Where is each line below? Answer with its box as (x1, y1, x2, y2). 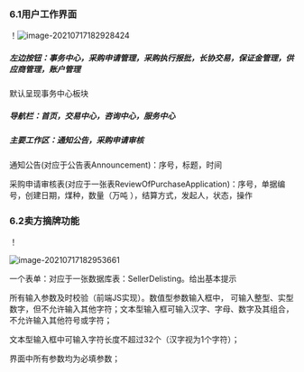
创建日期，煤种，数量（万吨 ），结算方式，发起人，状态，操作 (24, 189, 253, 200)
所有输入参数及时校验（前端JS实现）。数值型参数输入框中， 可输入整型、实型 (9, 292, 294, 303)
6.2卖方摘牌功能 (9, 214, 80, 227)
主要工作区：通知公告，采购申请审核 (9, 135, 144, 146)
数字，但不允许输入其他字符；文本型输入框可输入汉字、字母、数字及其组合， (9, 304, 294, 314)
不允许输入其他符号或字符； (9, 314, 113, 325)
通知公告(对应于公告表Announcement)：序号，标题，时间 (9, 159, 223, 170)
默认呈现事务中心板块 (9, 88, 88, 99)
